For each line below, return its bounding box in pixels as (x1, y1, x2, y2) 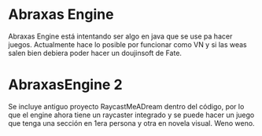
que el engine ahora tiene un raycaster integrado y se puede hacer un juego (8, 110, 255, 119)
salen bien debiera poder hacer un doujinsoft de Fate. (8, 48, 183, 57)
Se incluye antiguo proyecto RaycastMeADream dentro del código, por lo (8, 101, 245, 111)
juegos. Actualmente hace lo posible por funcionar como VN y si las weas (8, 39, 247, 49)
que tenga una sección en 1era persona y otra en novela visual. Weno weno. (8, 118, 255, 127)
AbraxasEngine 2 (8, 76, 124, 94)
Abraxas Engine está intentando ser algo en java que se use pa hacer (8, 31, 233, 41)
